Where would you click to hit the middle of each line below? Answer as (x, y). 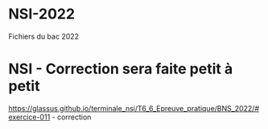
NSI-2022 (41, 14)
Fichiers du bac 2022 (43, 36)
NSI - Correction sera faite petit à (121, 69)
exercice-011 (29, 117)
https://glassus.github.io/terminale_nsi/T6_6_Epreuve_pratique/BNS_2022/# (134, 108)
